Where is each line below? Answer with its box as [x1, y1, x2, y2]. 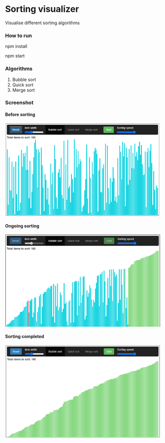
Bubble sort [12, 77, 36, 82]
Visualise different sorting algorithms [5, 20, 80, 26]
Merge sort [12, 87, 35, 93]
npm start [5, 53, 25, 59]
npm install [5, 43, 28, 49]
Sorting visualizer [5, 3, 79, 15]
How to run [5, 32, 32, 39]
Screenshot [5, 99, 33, 106]
